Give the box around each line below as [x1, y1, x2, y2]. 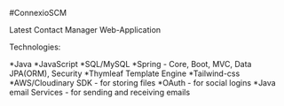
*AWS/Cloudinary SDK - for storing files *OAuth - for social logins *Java [9, 78, 277, 87]
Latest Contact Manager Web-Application [9, 25, 162, 34]
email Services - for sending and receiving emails [9, 87, 191, 97]
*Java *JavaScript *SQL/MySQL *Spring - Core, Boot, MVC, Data [9, 59, 252, 69]
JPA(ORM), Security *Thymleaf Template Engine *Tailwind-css [9, 68, 241, 79]
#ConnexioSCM [9, 8, 67, 18]
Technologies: [9, 42, 61, 52]
